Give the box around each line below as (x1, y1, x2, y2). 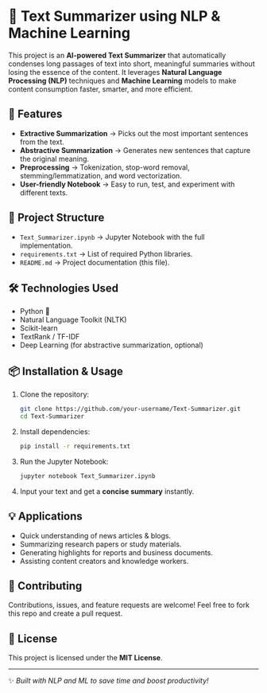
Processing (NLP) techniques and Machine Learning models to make (8, 76, 237, 85)
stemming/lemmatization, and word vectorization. (19, 170, 183, 180)
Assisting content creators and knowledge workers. (19, 556, 189, 566)
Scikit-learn (19, 323, 58, 333)
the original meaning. (19, 154, 90, 163)
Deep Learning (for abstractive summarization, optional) (19, 340, 204, 350)
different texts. (19, 187, 68, 198)
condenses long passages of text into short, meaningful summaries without (8, 59, 256, 69)
